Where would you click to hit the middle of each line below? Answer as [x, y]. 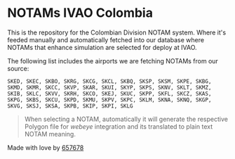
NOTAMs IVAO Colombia [80, 13]
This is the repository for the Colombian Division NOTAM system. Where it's [117, 32]
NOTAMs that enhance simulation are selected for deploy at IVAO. [102, 47]
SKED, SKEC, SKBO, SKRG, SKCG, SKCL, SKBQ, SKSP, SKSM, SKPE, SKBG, [109, 81]
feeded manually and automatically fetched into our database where [106, 39]
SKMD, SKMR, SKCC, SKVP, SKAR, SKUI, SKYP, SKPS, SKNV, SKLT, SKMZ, [109, 87]
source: [18, 68]
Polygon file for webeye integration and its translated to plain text [119, 126]
